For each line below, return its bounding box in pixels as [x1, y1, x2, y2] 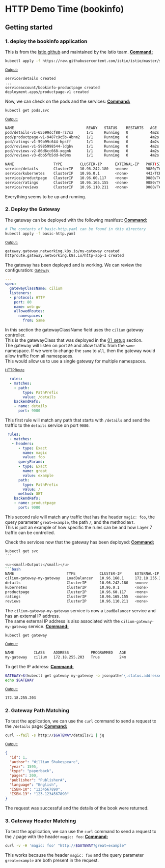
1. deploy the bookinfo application [5, 38, 87, 45]
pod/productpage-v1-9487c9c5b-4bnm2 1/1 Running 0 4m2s [5, 134, 160, 140]
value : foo [23, 455, 45, 460]
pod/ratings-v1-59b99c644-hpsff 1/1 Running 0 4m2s [5, 139, 160, 144]
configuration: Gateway [5, 267, 50, 273]
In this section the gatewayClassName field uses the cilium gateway [5, 327, 144, 333]
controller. [5, 332, 26, 338]
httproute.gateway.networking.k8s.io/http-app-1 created [5, 253, 124, 258]
